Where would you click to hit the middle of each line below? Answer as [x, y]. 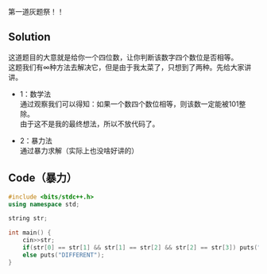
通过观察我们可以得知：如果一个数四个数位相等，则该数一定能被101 [130, 104]
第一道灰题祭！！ [36, 12]
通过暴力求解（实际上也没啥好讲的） [79, 150]
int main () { [30, 233]
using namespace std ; [44, 204]
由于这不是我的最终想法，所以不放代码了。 [89, 123]
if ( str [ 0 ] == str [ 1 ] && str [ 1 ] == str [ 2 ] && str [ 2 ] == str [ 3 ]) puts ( [140, 248]
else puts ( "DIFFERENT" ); [64, 255]
